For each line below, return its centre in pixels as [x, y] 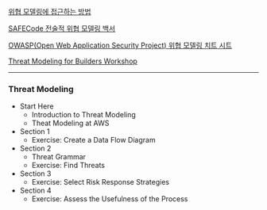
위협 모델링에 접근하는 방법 [50, 11]
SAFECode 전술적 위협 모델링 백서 [62, 29]
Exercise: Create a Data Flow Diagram [94, 140]
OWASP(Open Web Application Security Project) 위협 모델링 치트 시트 [120, 45]
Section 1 [35, 132]
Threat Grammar [58, 157]
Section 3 [35, 174]
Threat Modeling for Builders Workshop [73, 61]
